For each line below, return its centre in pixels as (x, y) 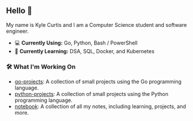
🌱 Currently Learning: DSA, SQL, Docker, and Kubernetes (85, 51)
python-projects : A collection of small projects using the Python (91, 94)
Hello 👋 (19, 11)
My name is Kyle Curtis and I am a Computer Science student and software (96, 25)
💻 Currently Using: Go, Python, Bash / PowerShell (76, 43)
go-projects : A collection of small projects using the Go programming (98, 82)
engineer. (18, 31)
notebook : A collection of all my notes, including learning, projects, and (100, 106)
